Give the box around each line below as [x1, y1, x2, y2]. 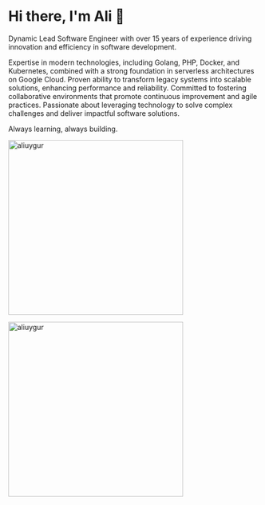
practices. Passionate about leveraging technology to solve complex [8, 100, 233, 109]
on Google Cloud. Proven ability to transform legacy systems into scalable [8, 74, 251, 84]
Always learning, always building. [8, 124, 118, 133]
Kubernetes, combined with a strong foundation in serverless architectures [8, 66, 255, 75]
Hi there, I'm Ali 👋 [8, 7, 125, 26]
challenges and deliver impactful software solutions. [8, 108, 180, 118]
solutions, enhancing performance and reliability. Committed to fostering [8, 83, 247, 93]
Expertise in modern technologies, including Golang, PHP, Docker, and [8, 58, 240, 67]
